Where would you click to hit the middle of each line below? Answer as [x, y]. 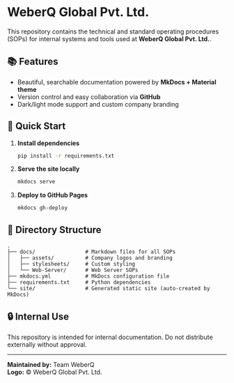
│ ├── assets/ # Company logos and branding [90, 258]
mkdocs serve [36, 182]
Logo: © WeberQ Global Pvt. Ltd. [55, 372]
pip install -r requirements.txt [66, 156]
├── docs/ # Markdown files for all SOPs [92, 252]
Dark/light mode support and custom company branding [98, 104]
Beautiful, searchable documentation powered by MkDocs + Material [117, 82]
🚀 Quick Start [37, 126]
